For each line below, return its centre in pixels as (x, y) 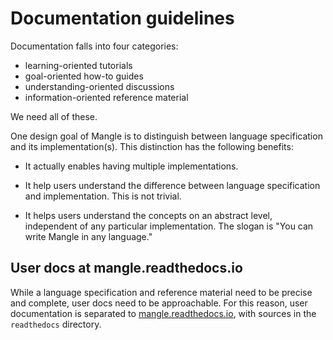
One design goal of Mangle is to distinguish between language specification (166, 136)
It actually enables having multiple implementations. (131, 166)
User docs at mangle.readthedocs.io (126, 268)
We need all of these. (54, 116)
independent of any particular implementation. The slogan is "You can (169, 226)
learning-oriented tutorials (78, 65)
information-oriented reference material (106, 97)
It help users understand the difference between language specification (172, 185)
